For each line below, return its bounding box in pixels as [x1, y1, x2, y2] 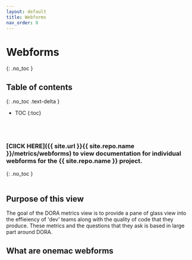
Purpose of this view [6, 194, 84, 204]
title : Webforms [6, 14, 46, 20]
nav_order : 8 [6, 20, 39, 26]
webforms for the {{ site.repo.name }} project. [6, 157, 143, 165]
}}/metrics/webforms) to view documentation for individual [6, 150, 181, 158]
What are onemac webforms [6, 246, 114, 256]
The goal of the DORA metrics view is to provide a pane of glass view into [6, 210, 187, 217]
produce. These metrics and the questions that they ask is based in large [6, 222, 185, 229]
